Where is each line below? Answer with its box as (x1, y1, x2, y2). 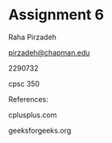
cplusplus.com (8, 110, 57, 120)
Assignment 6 (8, 6, 105, 24)
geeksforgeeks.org (8, 125, 72, 135)
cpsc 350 (8, 79, 40, 88)
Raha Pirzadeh (8, 32, 57, 42)
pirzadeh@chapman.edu (8, 47, 90, 57)
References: (8, 94, 48, 104)
